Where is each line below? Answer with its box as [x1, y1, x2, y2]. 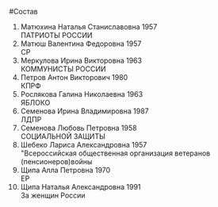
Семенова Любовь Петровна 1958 [20, 123, 137, 132]
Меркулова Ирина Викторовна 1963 [20, 56, 142, 65]
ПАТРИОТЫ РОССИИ [20, 31, 94, 40]
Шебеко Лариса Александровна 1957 [20, 140, 147, 149]
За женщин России [20, 190, 86, 200]
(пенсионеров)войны [20, 157, 93, 166]
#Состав [9, 7, 38, 16]
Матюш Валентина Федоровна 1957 [20, 39, 142, 48]
